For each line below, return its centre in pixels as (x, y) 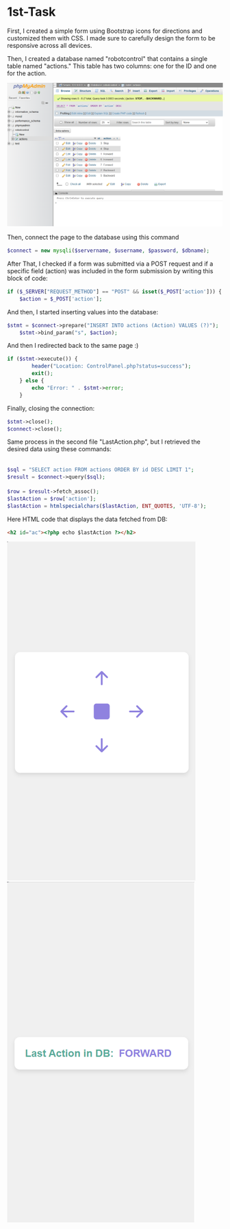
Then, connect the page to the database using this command (93, 238)
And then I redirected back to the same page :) (73, 346)
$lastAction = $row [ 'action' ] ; (52, 498)
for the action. (27, 73)
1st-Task (31, 12)
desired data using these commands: (59, 449)
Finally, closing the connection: (51, 408)
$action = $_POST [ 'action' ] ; (61, 299)
